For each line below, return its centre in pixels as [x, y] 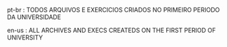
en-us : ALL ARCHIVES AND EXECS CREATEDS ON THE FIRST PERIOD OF [112, 30]
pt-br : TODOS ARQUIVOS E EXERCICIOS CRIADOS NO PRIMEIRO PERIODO [113, 10]
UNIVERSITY [25, 37]
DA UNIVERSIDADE [34, 17]
